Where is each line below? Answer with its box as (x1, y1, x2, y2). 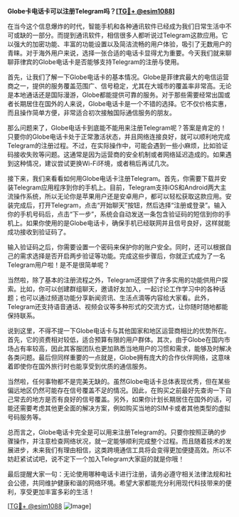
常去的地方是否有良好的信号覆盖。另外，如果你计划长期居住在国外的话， (13, 395, 225, 403)
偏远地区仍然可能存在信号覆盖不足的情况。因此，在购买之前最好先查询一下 (7, 386, 225, 395)
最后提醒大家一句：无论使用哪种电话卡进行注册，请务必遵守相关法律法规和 (7, 470, 225, 478)
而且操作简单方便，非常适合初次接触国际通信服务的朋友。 (7, 108, 176, 117)
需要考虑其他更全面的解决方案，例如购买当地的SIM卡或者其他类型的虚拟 (19, 404, 231, 412)
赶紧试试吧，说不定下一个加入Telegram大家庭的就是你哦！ (13, 455, 185, 463)
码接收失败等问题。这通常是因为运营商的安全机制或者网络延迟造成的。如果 (7, 150, 225, 159)
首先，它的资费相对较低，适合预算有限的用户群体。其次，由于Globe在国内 (7, 335, 224, 344)
